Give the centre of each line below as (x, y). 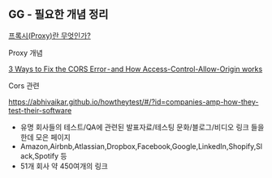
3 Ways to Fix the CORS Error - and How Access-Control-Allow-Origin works (136, 69)
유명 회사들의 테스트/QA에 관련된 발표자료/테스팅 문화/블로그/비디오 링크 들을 (142, 127)
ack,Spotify (39, 155)
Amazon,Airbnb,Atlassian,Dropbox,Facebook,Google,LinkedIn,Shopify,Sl (141, 146)
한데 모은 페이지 (45, 137)
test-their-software (40, 110)
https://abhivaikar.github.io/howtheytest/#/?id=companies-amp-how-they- (134, 102)
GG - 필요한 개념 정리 (58, 15)
